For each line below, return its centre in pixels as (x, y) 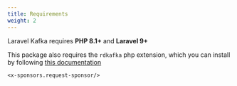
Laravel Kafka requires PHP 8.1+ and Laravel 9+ (78, 41)
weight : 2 (22, 21)
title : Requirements (38, 14)
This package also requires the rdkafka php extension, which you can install (119, 55)
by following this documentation (54, 62)
